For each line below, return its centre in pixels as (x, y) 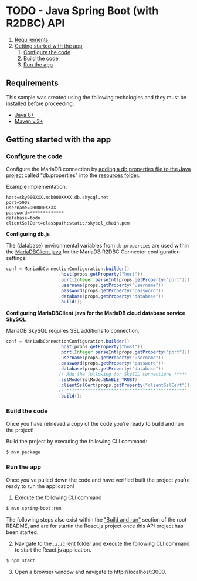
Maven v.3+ (29, 121)
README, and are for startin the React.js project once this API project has (95, 526)
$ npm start (21, 560)
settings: (17, 258)
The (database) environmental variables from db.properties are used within (98, 246)
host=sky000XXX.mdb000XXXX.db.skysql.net (57, 198)
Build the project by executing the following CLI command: (77, 442)
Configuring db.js (28, 234)
